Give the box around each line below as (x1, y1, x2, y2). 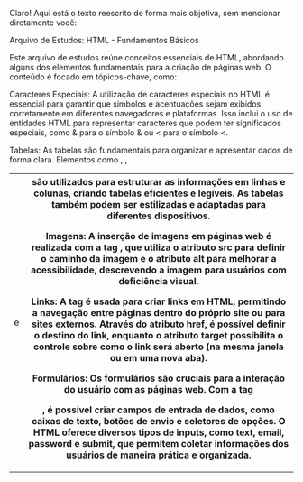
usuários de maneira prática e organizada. (66, 449, 252, 461)
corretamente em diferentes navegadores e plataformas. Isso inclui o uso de (9, 108, 293, 118)
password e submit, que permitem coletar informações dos (28, 438, 289, 450)
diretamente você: (9, 17, 78, 28)
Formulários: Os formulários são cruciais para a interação (32, 372, 286, 385)
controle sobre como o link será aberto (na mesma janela (32, 340, 284, 353)
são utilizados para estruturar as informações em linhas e (31, 176, 286, 188)
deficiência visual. (118, 275, 199, 287)
